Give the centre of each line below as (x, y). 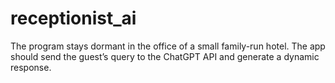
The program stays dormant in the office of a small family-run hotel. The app (168, 46)
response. (31, 67)
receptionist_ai (73, 18)
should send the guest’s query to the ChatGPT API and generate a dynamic (165, 56)
